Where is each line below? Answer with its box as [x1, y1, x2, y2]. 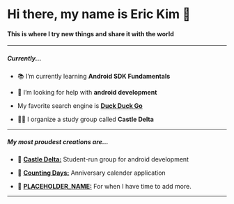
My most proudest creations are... [7, 137, 109, 146]
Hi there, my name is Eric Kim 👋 [7, 6, 191, 22]
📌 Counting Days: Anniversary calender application [17, 168, 166, 177]
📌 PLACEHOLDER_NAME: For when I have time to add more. [17, 182, 192, 191]
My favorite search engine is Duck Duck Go [17, 102, 143, 110]
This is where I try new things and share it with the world [7, 29, 174, 38]
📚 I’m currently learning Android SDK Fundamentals [17, 72, 171, 81]
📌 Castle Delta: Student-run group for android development [17, 155, 189, 164]
